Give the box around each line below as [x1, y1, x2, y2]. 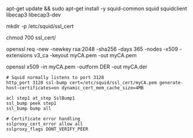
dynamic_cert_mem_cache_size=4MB [61, 85, 144, 91]
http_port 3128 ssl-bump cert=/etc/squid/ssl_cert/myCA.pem [6, 80, 158, 86]
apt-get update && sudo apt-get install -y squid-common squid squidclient [6, 5, 188, 12]
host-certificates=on [6, 85, 60, 91]
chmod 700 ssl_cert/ [6, 34, 56, 41]
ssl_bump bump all [6, 106, 51, 111]
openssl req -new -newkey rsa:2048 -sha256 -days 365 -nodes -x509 [6, 45, 178, 52]
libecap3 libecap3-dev [6, 11, 61, 18]
